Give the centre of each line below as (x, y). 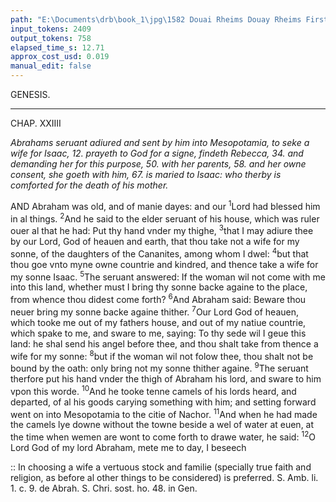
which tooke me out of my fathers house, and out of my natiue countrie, (158, 322)
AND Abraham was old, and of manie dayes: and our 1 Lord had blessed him (165, 205)
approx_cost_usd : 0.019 (60, 57)
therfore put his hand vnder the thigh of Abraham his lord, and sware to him (166, 378)
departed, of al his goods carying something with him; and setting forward (163, 402)
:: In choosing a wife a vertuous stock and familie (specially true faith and (161, 467)
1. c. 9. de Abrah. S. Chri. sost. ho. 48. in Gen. (104, 488)
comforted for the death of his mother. (89, 185)
